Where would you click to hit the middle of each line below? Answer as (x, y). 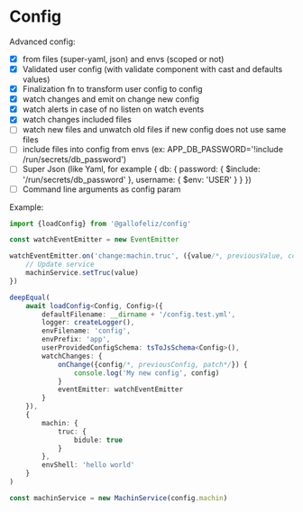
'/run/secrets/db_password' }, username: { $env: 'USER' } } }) (137, 179)
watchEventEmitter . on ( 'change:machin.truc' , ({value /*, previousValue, (147, 256)
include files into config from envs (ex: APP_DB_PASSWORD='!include (153, 150)
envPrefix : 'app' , (76, 340)
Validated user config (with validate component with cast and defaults (152, 69)
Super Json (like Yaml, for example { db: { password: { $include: (141, 169)
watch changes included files (77, 120)
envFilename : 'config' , (86, 331)
